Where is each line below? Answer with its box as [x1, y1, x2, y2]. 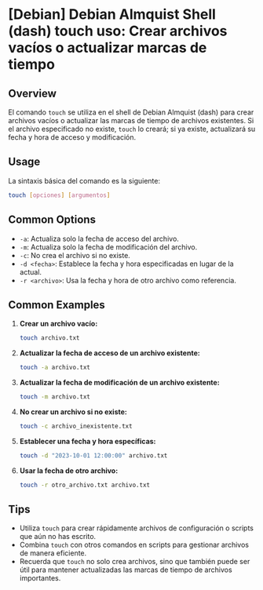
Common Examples [8, 298, 106, 311]
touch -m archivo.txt [19, 393, 90, 401]
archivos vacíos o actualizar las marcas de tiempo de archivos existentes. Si [8, 116, 254, 125]
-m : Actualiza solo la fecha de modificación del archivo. [19, 242, 198, 252]
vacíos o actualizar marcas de [8, 39, 207, 56]
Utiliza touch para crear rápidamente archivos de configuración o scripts [19, 523, 254, 533]
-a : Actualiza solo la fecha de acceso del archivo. [19, 234, 179, 243]
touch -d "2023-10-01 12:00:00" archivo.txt [19, 451, 168, 460]
